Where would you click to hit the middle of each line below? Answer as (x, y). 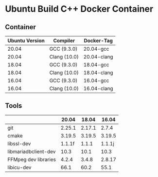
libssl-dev (19, 143)
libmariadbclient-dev (32, 151)
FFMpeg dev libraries (32, 159)
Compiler (64, 41)
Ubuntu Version (26, 41)
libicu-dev (19, 167)
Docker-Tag (98, 41)
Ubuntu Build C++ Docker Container (79, 9)
